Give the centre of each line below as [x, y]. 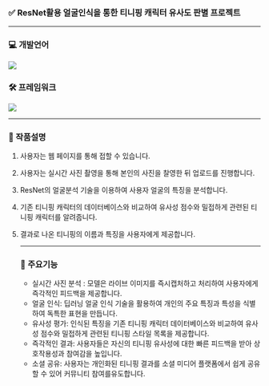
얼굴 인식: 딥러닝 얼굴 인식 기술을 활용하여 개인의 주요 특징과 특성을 [137, 303]
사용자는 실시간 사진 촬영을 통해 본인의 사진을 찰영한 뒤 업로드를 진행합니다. [137, 173]
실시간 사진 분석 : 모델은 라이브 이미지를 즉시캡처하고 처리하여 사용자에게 [145, 283]
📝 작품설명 [27, 136]
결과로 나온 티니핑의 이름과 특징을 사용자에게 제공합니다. [108, 234]
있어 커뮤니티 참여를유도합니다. [97, 374]
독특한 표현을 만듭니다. [82, 314]
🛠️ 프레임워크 [32, 87]
